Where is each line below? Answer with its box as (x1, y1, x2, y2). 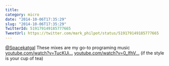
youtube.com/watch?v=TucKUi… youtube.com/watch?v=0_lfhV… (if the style (5, 50, 164, 56)
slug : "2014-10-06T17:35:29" (5, 21, 67, 27)
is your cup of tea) (5, 55, 44, 61)
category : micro (5, 12, 39, 17)
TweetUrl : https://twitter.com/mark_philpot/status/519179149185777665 (5, 31, 159, 36)
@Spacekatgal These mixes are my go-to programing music (5, 45, 130, 50)
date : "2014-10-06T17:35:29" (5, 17, 67, 22)
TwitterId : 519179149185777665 (5, 26, 71, 31)
